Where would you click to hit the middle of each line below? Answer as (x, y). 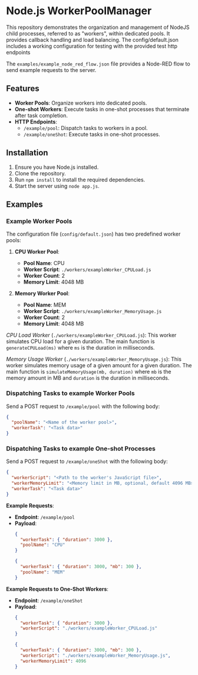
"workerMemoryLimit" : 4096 (53, 661)
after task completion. (41, 115)
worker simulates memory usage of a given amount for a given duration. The (99, 366)
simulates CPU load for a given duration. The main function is (80, 341)
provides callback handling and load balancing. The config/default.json (92, 40)
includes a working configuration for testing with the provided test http (92, 46)
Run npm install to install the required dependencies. (80, 180)
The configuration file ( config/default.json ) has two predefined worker (93, 234)
